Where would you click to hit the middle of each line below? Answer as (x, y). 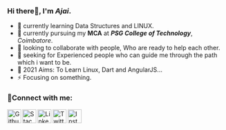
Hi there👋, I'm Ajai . (39, 11)
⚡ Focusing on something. (54, 78)
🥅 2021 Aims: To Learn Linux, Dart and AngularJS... (90, 70)
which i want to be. (44, 63)
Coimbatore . (35, 41)
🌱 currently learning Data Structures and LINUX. (85, 26)
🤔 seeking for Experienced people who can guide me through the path (117, 55)
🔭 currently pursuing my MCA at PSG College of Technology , (105, 33)
